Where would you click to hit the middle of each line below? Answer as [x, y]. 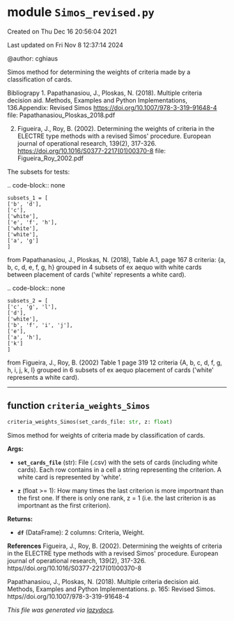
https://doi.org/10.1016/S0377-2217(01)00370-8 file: [91, 151]
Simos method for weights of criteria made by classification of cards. [106, 435]
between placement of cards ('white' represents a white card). [97, 274]
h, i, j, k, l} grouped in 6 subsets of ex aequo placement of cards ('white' [111, 369]
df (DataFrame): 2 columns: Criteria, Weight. [81, 532]
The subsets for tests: [39, 171]
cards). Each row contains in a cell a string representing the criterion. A [119, 469]
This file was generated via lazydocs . [61, 610]
